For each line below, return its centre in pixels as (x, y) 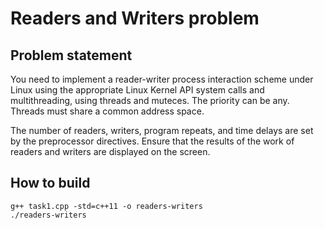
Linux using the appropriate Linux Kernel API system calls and (137, 90)
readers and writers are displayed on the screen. (110, 151)
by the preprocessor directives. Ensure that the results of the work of (152, 141)
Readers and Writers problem (135, 18)
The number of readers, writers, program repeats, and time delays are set (162, 130)
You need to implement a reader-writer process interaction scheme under (162, 79)
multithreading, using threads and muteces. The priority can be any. (150, 100)
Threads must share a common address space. (107, 111)
